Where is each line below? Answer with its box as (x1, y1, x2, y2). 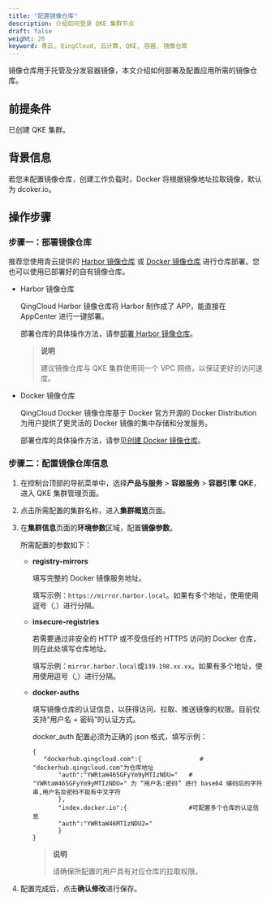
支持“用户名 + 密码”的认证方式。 (32, 714, 140, 724)
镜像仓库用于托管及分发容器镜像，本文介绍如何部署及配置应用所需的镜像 (8, 66, 250, 76)
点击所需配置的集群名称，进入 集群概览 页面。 (19, 505, 170, 515)
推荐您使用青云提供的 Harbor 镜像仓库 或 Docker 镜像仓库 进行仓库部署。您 (8, 257, 260, 267)
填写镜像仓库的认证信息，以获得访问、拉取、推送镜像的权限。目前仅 (32, 704, 260, 714)
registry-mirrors (32, 556, 89, 566)
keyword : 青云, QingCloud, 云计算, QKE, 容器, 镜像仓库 (8, 42, 188, 50)
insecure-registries (32, 616, 100, 626)
